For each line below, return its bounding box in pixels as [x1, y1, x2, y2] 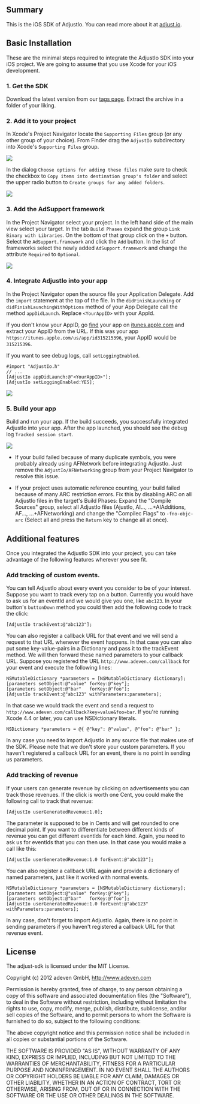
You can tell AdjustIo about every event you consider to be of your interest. [6, 584, 192, 592]
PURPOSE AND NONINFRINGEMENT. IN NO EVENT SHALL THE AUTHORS [6, 1066, 190, 1073]
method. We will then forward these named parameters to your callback [6, 651, 183, 659]
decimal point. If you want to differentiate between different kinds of [6, 826, 174, 833]
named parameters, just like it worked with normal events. [6, 873, 149, 881]
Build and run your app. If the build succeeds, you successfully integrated [6, 418, 189, 425]
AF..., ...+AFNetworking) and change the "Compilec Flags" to [14, 510, 166, 517]
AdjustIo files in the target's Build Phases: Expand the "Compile [14, 497, 172, 505]
